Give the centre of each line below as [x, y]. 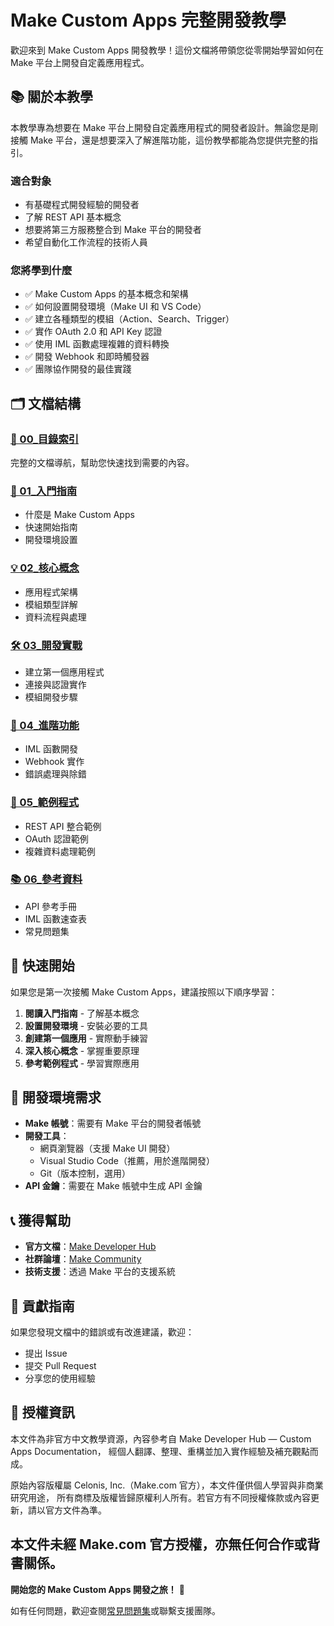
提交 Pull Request [60, 1366]
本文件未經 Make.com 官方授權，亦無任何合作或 [159, 1544]
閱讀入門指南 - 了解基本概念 [82, 1013]
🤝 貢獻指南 [42, 1306]
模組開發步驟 [51, 697]
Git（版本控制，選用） [85, 1173]
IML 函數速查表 [56, 918]
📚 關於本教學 [52, 97]
